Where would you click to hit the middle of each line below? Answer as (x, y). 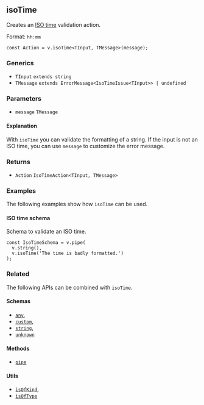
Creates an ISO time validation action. (54, 24)
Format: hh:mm (24, 37)
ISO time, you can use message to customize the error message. (86, 146)
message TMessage (37, 112)
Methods (18, 348)
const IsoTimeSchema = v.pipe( (46, 243)
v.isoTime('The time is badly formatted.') (68, 253)
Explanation (22, 126)
